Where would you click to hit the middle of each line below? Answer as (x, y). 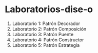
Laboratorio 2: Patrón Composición (49, 29)
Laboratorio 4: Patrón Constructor (48, 40)
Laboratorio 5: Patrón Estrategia (46, 45)
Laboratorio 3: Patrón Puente (43, 34)
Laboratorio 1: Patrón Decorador (46, 23)
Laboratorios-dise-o (49, 9)
